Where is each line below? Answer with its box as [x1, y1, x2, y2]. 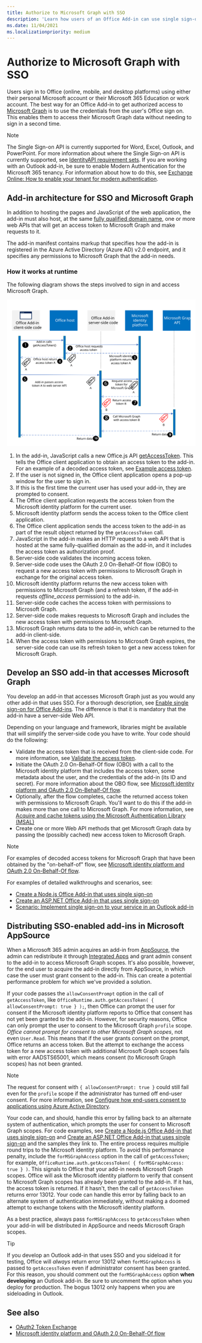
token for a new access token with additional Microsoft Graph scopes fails [7, 1048, 190, 1055]
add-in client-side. [15, 631, 62, 638]
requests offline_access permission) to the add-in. [15, 593, 140, 600]
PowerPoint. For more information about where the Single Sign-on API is [7, 150, 185, 157]
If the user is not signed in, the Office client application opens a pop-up [15, 471, 192, 478]
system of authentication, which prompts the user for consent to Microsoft [7, 1121, 191, 1128]
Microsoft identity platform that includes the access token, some [15, 767, 175, 774]
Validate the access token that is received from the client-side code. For [15, 748, 194, 755]
